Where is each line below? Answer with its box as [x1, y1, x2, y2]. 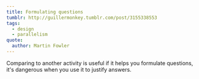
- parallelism [12, 32, 48, 38]
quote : [6, 37, 23, 43]
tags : [6, 20, 20, 26]
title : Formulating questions [6, 9, 84, 15]
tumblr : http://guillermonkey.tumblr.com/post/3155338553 [6, 15, 157, 21]
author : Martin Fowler [12, 43, 70, 49]
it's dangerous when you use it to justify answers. [6, 66, 132, 73]
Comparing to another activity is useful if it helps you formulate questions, [6, 59, 193, 67]
